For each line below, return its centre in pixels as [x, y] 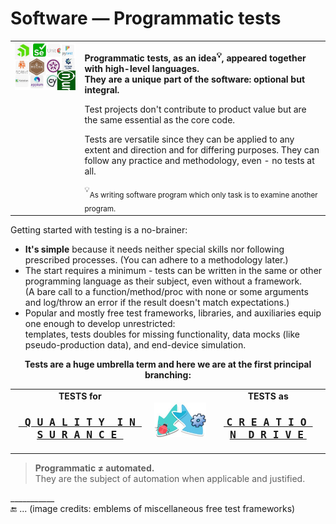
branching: [168, 375]
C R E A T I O [266, 422]
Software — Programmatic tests [146, 18]
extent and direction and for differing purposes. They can [202, 150]
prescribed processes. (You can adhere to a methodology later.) [156, 260]
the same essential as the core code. [160, 120]
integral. [102, 90]
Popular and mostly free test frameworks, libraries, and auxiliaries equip [173, 313]
